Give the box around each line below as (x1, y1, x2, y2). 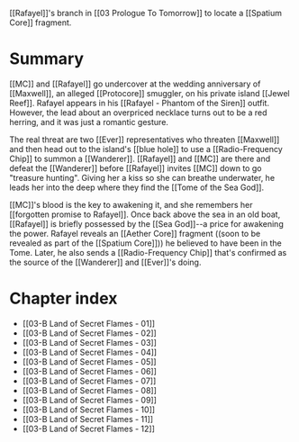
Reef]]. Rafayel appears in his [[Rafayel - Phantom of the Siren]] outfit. (9, 97, 270, 108)
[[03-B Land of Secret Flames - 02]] (22, 328, 158, 338)
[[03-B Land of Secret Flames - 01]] (22, 318, 156, 329)
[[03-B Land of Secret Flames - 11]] (22, 413, 154, 424)
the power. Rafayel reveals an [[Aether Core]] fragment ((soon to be (9, 228, 261, 239)
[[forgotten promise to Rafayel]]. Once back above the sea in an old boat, (9, 209, 281, 220)
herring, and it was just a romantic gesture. (9, 116, 169, 127)
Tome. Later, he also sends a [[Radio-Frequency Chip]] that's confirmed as (9, 247, 287, 257)
